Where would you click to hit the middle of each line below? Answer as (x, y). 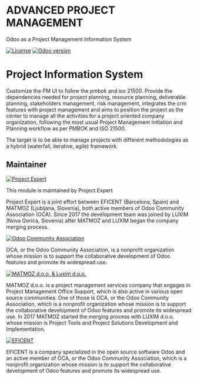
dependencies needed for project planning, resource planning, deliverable (96, 97)
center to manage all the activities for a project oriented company (85, 116)
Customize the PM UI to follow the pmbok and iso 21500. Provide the (89, 91)
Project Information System (75, 75)
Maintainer (26, 165)
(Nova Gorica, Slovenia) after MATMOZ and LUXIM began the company (92, 220)
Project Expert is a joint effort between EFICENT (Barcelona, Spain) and (93, 202)
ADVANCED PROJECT (61, 10)
